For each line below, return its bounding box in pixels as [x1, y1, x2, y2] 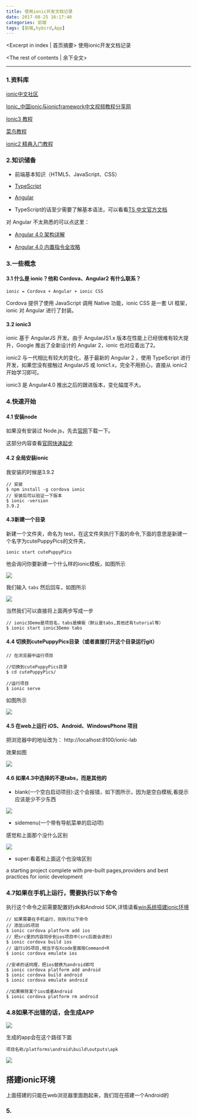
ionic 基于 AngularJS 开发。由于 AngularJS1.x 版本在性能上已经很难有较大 [6, 334, 184, 342]
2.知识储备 [6, 156, 36, 164]
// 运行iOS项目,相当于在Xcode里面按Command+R [6, 945, 110, 951]
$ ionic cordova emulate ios [6, 950, 77, 956]
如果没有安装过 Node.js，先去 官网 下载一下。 [6, 427, 114, 434]
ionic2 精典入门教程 [6, 140, 53, 147]
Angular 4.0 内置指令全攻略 [14, 243, 81, 250]
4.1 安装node [6, 413, 38, 420]
